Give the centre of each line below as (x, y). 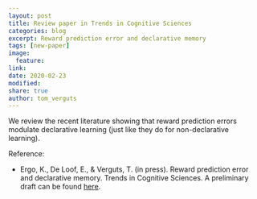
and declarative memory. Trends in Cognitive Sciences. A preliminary (134, 178)
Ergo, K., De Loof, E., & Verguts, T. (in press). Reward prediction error (134, 169)
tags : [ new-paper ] (39, 46)
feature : (30, 61)
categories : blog (37, 31)
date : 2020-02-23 (37, 76)
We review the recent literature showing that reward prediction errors (122, 121)
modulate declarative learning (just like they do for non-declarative (118, 130)
